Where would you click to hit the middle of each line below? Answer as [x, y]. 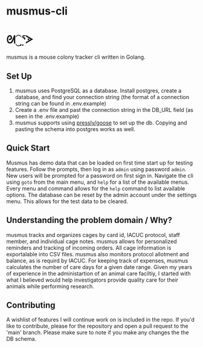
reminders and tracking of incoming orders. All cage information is [89, 248]
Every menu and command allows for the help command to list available [96, 188]
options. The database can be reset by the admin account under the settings [102, 195]
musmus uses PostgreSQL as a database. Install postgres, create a [98, 90]
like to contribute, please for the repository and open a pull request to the [97, 326]
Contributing [31, 305]
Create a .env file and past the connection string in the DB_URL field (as [104, 109]
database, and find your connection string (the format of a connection [102, 97]
